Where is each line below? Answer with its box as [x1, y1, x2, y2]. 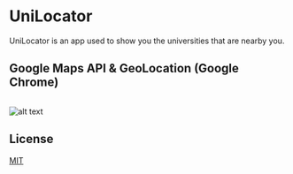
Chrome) [9, 75, 59, 90]
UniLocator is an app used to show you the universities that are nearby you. [9, 35, 285, 46]
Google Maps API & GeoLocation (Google [9, 61, 239, 76]
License [9, 132, 54, 147]
